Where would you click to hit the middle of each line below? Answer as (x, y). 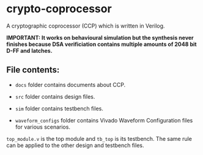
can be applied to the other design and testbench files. (75, 145)
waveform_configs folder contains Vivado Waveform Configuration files (104, 120)
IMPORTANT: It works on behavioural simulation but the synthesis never (100, 37)
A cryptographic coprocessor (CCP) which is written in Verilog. (86, 26)
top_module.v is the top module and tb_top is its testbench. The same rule (99, 138)
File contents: (33, 70)
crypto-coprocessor (59, 9)
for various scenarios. (42, 127)
